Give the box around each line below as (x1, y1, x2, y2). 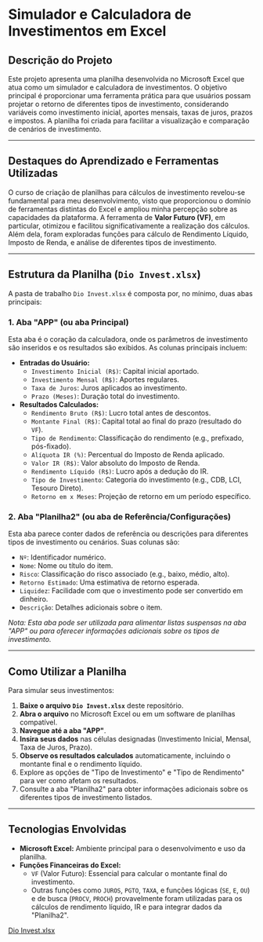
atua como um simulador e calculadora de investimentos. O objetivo (8, 82, 228, 92)
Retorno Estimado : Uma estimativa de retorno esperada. (19, 577, 200, 587)
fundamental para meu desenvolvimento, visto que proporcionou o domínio (8, 196, 251, 205)
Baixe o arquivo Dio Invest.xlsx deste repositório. (19, 701, 184, 710)
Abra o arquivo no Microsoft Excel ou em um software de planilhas (19, 709, 236, 719)
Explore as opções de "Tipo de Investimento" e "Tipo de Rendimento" (19, 768, 245, 777)
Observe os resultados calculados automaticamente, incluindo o (19, 751, 231, 761)
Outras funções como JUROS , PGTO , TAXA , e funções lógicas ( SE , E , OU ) (31, 885, 250, 895)
